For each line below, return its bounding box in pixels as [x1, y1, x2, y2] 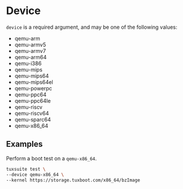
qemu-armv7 [14, 47, 46, 54]
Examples [6, 139, 43, 149]
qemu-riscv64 [14, 110, 49, 117]
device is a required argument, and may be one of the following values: [6, 23, 178, 31]
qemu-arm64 [14, 53, 47, 60]
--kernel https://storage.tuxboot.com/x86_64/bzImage [6, 177, 141, 183]
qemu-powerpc [14, 85, 53, 92]
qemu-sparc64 [14, 116, 51, 123]
